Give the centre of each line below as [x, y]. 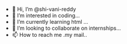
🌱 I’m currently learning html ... [50, 22]
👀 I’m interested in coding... [46, 15]
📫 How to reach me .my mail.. [49, 35]
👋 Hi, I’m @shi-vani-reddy [44, 9]
